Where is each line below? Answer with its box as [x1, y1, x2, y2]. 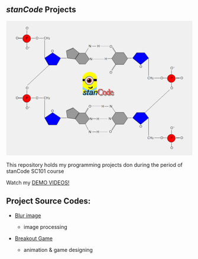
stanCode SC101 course [6, 168, 64, 175]
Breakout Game [14, 235, 53, 242]
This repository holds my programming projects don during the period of [6, 161, 183, 169]
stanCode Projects [6, 5, 76, 15]
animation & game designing [23, 246, 93, 253]
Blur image [14, 212, 41, 219]
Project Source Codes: [6, 196, 91, 206]
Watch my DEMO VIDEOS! [6, 179, 70, 186]
